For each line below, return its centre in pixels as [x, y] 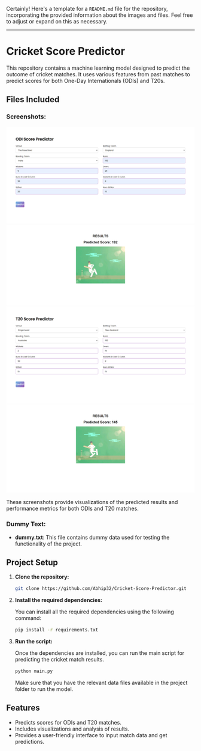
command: [28, 618]
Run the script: [33, 642]
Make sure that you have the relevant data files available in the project [101, 683]
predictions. [30, 741]
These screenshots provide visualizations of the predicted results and [92, 502]
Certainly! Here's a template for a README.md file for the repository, [87, 9]
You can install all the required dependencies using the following [95, 612]
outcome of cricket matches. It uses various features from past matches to [98, 74]
